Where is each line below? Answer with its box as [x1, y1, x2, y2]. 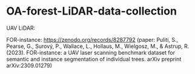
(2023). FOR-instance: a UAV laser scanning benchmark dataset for [6, 49, 176, 56]
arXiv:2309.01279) [6, 62, 53, 69]
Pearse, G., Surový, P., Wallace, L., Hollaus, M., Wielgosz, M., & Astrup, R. [6, 42, 190, 50]
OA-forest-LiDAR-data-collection [6, 4, 177, 18]
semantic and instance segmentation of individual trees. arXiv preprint [6, 55, 182, 62]
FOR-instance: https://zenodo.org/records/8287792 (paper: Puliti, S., [6, 36, 179, 43]
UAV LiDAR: [6, 24, 36, 32]
